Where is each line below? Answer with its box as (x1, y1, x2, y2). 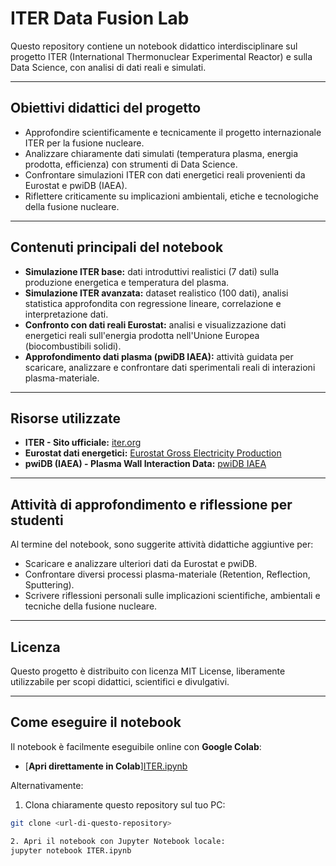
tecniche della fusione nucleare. (24, 600, 158, 612)
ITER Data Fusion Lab (10, 7, 190, 30)
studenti (10, 512, 64, 529)
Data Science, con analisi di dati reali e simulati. (10, 61, 207, 73)
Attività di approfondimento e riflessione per (10, 496, 293, 513)
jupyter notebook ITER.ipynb (10, 845, 132, 856)
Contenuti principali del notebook (10, 239, 224, 256)
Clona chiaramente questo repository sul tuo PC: (24, 798, 226, 811)
